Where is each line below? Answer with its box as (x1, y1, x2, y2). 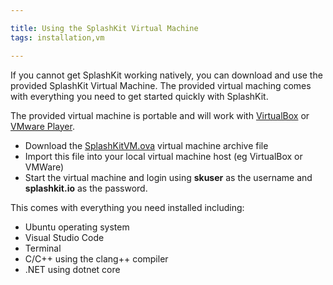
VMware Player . (10, 120, 75, 132)
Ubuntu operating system (24, 221, 130, 233)
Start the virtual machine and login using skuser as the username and (24, 171, 313, 183)
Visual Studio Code (24, 231, 105, 243)
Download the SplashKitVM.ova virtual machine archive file (24, 139, 269, 151)
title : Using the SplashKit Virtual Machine (10, 23, 199, 33)
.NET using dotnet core (24, 263, 121, 275)
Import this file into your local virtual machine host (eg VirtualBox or (24, 150, 303, 162)
